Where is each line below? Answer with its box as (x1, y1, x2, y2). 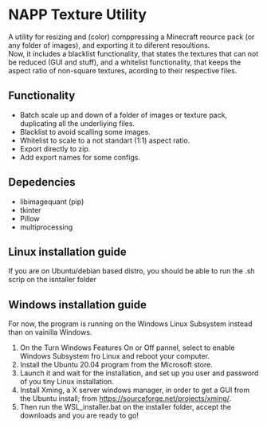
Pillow (19, 214, 40, 223)
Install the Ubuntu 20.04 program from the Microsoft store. (19, 360, 213, 370)
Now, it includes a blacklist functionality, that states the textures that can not (8, 49, 259, 58)
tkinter (19, 205, 41, 214)
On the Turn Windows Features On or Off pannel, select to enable (19, 343, 235, 352)
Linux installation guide (8, 245, 128, 258)
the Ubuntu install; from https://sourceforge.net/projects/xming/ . (19, 394, 232, 403)
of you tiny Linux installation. (19, 377, 114, 387)
